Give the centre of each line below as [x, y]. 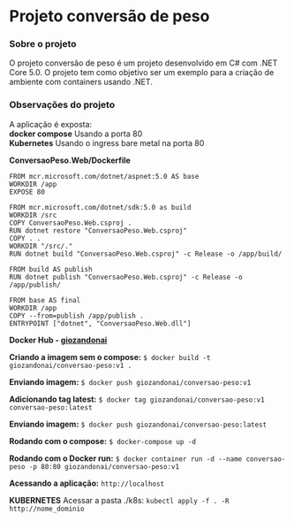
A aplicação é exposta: [51, 124]
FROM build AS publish [51, 269]
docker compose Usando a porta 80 [76, 134]
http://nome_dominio [47, 509]
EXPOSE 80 [27, 192]
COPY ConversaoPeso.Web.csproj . [71, 223]
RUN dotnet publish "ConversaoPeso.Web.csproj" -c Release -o [126, 277]
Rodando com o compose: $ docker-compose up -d [103, 441]
